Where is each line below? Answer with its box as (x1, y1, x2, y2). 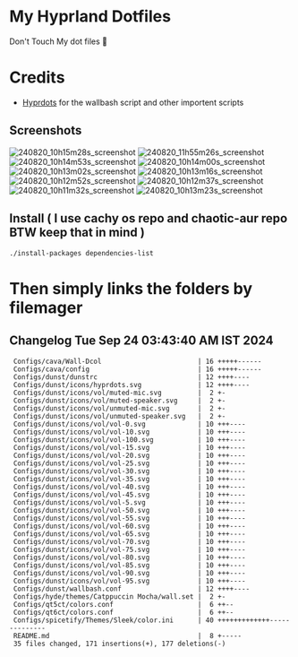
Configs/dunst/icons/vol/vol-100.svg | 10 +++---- (13, 435, 246, 445)
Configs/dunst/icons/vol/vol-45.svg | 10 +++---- (13, 490, 246, 499)
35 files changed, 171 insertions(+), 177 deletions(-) (13, 639, 226, 648)
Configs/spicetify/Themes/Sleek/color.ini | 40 (13, 616, 215, 625)
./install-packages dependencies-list (9, 248, 154, 257)
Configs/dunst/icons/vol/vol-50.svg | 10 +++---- (13, 506, 246, 514)
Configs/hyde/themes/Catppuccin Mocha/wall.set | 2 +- (13, 592, 226, 601)
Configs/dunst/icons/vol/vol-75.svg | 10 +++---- (13, 545, 246, 554)
